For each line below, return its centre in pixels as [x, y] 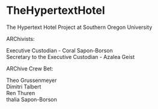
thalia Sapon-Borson [32, 99]
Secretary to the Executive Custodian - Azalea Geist [71, 57]
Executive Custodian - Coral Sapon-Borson [59, 50]
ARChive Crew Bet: [30, 68]
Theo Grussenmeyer [32, 80]
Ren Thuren [21, 93]
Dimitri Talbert [24, 86]
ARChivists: [20, 39]
